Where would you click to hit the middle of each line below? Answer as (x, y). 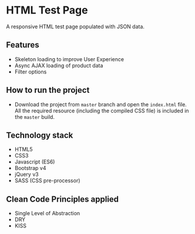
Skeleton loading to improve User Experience (69, 59)
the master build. (34, 117)
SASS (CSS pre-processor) (47, 180)
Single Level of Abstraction (47, 213)
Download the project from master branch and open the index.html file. (100, 104)
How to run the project (48, 90)
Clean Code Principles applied (63, 199)
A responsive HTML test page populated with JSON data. (75, 26)
